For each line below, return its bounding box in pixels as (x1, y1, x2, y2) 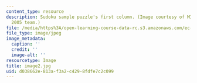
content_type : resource (6, 8, 64, 15)
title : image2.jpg (6, 63, 51, 69)
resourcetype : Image (6, 57, 57, 63)
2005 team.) (11, 19, 41, 25)
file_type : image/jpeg (6, 30, 62, 36)
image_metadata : (6, 36, 46, 41)
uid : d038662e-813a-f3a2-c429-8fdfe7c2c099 (6, 68, 114, 74)
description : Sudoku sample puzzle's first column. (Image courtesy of (6, 14, 185, 20)
